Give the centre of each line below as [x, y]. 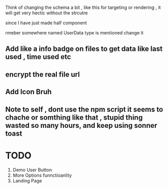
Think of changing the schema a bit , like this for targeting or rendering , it [83, 7]
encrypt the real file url [43, 74]
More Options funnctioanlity [42, 175]
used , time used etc [38, 57]
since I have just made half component [46, 23]
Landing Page [27, 181]
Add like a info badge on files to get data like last [84, 49]
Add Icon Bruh [29, 92]
